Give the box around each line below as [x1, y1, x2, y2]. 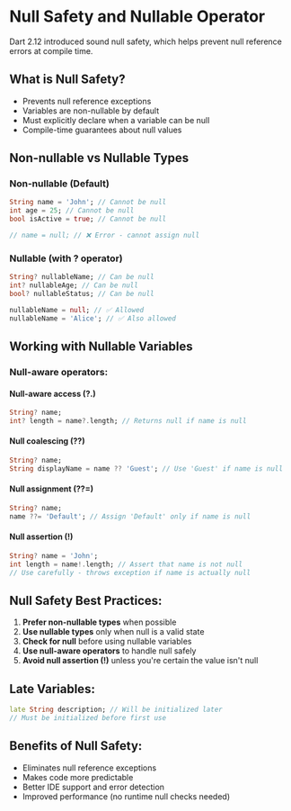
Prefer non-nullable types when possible [22, 617, 177, 627]
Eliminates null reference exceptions [22, 762, 157, 773]
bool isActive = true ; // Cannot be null [9, 214, 167, 224]
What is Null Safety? [9, 72, 126, 87]
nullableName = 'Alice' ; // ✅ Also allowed [9, 313, 177, 323]
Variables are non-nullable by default [22, 105, 160, 116]
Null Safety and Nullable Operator [9, 6, 266, 27]
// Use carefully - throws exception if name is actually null [9, 568, 251, 577]
